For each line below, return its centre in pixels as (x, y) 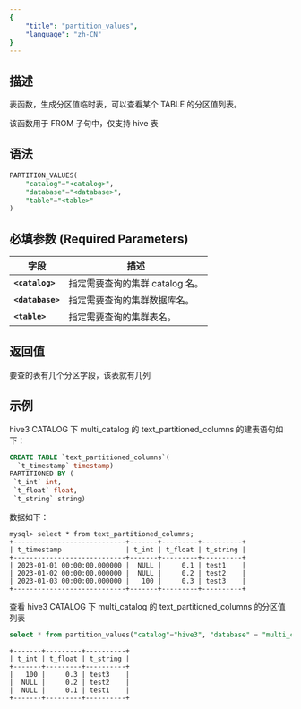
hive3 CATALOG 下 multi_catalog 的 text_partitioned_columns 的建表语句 (142, 429)
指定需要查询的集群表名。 (122, 317)
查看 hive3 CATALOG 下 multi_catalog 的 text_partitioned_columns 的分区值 (148, 606)
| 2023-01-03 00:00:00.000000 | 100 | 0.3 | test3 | (128, 581)
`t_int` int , (38, 483)
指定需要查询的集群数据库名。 (131, 301)
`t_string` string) (50, 499)
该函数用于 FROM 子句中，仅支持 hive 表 (84, 124)
